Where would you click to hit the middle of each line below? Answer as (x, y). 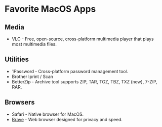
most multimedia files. (34, 44)
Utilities (17, 60)
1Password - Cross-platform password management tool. (70, 71)
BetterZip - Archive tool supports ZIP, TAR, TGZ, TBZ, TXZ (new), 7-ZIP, (84, 81)
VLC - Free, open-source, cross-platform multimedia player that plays (83, 39)
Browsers (20, 102)
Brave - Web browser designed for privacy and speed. (67, 119)
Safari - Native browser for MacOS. (48, 114)
